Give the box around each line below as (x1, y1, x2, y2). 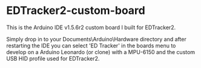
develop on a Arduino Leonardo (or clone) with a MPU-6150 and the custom (6, 48, 196, 55)
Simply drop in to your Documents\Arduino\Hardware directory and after (6, 35, 186, 42)
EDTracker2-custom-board (6, 4, 145, 18)
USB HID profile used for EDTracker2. (6, 55, 100, 62)
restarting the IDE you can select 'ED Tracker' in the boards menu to (6, 42, 176, 49)
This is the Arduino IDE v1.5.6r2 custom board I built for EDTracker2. (6, 24, 176, 31)
